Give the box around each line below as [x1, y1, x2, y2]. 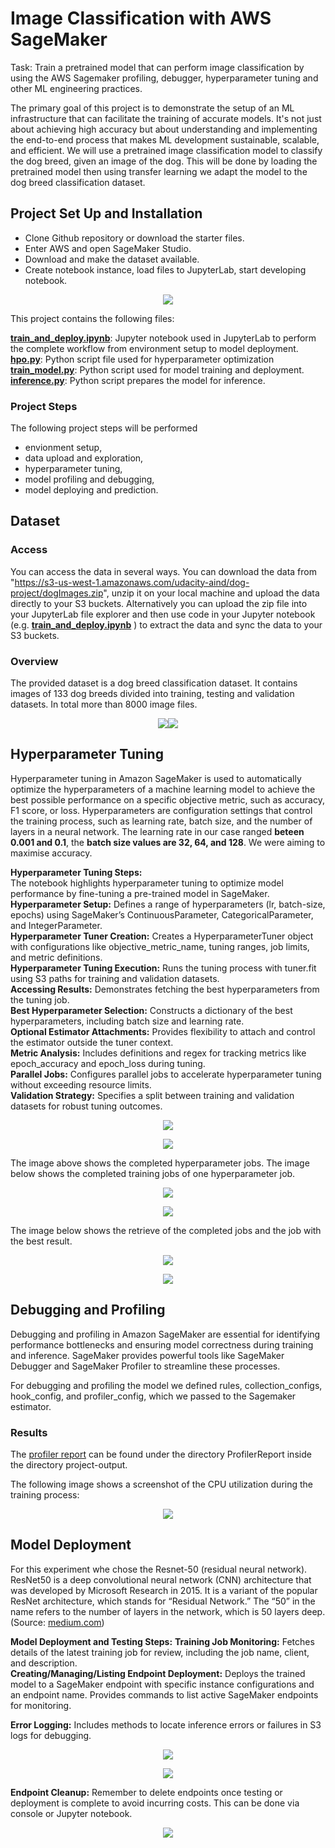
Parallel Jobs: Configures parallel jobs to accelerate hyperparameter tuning [10, 1068, 322, 1080]
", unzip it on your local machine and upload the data [103, 587, 320, 599]
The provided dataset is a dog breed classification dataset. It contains [10, 677, 298, 689]
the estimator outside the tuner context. [10, 1036, 174, 1048]
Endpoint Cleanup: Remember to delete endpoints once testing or [10, 1786, 283, 1798]
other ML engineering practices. [10, 82, 143, 94]
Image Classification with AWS [10, 7, 272, 30]
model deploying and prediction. [24, 484, 159, 496]
